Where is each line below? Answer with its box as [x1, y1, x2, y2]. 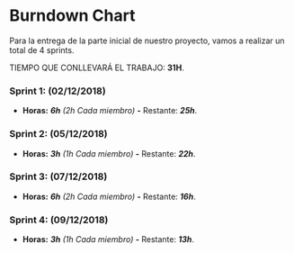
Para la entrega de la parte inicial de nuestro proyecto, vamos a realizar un [9, 35, 285, 46]
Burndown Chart [9, 5, 136, 26]
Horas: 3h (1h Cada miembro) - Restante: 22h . [22, 148, 196, 158]
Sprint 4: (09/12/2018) [9, 213, 109, 226]
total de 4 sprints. [9, 44, 75, 55]
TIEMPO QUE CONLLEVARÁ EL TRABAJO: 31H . [9, 62, 184, 73]
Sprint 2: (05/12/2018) [9, 128, 108, 140]
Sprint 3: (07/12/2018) [9, 170, 108, 183]
